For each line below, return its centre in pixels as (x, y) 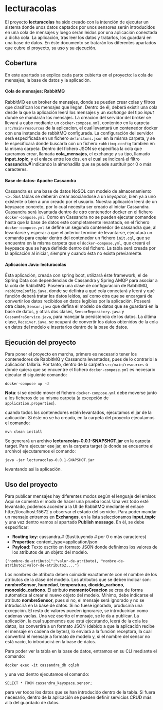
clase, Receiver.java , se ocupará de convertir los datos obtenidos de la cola (81, 322)
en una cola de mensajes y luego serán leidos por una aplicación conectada (81, 32)
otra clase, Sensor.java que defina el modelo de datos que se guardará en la (82, 306)
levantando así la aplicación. (33, 469)
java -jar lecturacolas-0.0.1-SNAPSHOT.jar (50, 460)
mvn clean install (24, 432)
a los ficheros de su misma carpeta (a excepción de (57, 398)
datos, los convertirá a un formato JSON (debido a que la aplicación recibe (80, 626)
